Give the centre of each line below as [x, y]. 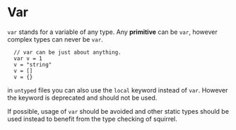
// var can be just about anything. [67, 52]
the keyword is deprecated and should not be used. [82, 97]
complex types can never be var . [55, 39]
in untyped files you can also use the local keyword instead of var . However [118, 90]
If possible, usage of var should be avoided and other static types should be [118, 111]
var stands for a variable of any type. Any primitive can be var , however [112, 32]
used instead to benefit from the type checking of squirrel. [93, 119]
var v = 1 [28, 58]
